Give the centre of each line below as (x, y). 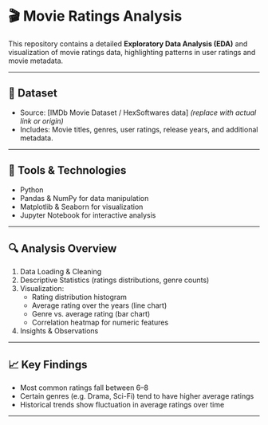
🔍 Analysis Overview (63, 248)
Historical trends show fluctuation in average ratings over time (122, 405)
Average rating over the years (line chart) (99, 305)
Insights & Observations (59, 331)
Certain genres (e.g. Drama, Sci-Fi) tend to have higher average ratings (137, 396)
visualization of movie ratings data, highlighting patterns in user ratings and (132, 52)
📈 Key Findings (48, 364)
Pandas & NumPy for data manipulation (84, 198)
